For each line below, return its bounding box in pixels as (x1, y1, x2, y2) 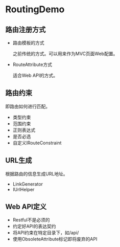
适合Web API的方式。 (12, 73, 58, 78)
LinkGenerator (12, 181, 43, 187)
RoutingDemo (5, 4, 65, 15)
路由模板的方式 (12, 40, 44, 46)
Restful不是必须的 (12, 217, 50, 223)
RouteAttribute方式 (12, 61, 53, 68)
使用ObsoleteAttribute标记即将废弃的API (12, 236, 98, 242)
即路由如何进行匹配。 (5, 103, 50, 109)
